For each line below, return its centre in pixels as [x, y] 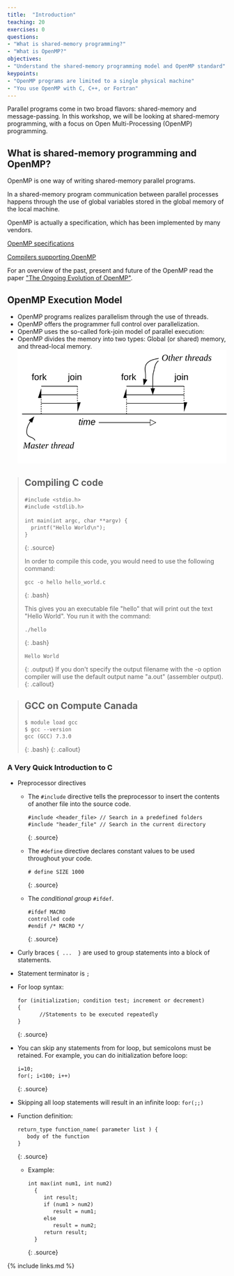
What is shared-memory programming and [102, 153]
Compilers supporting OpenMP [52, 257]
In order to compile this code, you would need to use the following [119, 561]
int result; [61, 1197]
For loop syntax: [40, 987]
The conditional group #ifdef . [71, 898]
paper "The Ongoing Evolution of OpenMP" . [70, 278]
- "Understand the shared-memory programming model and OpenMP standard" [117, 66]
